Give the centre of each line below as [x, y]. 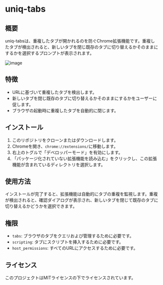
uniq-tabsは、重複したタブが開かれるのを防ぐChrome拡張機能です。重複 [78, 41]
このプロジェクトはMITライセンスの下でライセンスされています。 [71, 278]
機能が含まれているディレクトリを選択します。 [59, 164]
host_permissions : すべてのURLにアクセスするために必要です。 [75, 248]
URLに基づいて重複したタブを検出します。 [54, 92]
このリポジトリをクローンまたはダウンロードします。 [65, 140]
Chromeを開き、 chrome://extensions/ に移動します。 [65, 146]
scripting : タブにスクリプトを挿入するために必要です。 [68, 242]
